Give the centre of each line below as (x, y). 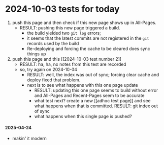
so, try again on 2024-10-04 (48, 69)
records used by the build (53, 43)
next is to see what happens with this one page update (82, 85)
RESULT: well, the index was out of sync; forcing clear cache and (93, 74)
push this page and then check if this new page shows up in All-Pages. (84, 23)
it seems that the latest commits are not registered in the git (88, 38)
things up (36, 54)
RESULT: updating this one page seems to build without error (96, 90)
